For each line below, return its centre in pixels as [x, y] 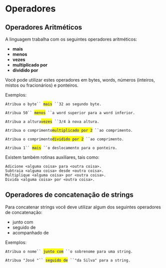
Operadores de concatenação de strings [69, 195]
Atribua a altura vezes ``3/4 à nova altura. [52, 122]
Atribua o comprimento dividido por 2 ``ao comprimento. [64, 139]
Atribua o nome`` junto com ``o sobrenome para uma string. [69, 251]
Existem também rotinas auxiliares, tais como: [52, 157]
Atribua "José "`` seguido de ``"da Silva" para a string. [68, 260]
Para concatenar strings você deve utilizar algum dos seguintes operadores [83, 207]
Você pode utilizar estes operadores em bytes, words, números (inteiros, [80, 80]
